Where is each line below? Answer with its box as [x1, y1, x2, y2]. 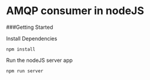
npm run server [6, 68, 44, 74]
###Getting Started [6, 24, 53, 31]
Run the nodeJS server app [6, 56, 73, 64]
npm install [6, 46, 35, 52]
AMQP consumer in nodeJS [6, 4, 145, 18]
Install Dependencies [6, 35, 57, 42]
